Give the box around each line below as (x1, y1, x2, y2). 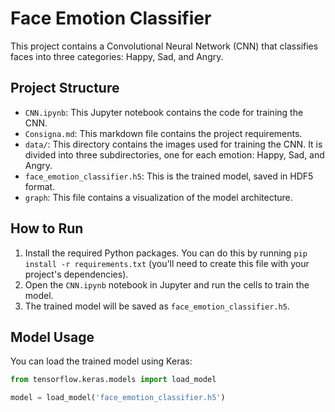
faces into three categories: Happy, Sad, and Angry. (10, 50, 224, 62)
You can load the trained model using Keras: (10, 355, 193, 367)
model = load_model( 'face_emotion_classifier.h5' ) (10, 393, 226, 403)
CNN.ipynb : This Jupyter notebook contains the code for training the (24, 106, 304, 118)
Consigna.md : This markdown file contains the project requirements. (24, 127, 303, 139)
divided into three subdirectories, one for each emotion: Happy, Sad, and (24, 148, 325, 161)
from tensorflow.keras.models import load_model (10, 375, 217, 385)
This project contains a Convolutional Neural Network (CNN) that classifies (10, 40, 319, 52)
